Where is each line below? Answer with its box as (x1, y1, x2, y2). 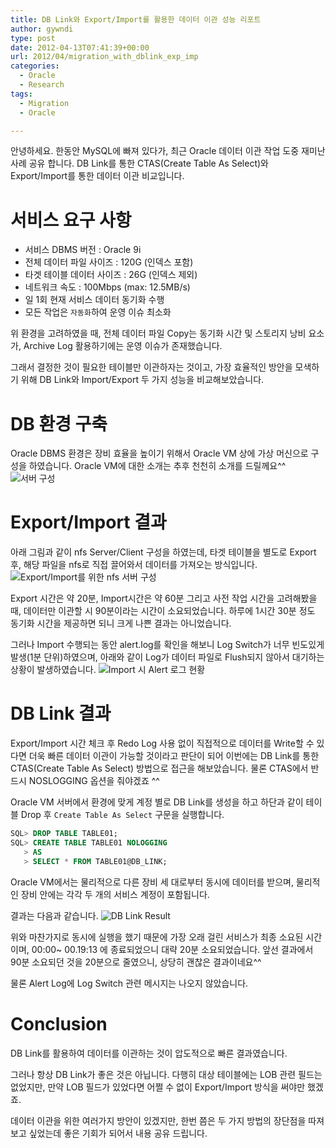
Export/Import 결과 (10, 511, 167, 534)
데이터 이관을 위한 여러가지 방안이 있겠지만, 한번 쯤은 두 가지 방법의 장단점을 (10, 1114, 307, 1126)
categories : (10, 61, 60, 71)
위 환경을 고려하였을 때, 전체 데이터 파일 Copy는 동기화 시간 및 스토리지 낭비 (10, 327, 307, 340)
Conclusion (10, 1012, 108, 1035)
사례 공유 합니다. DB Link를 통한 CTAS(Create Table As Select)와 (10, 157, 269, 170)
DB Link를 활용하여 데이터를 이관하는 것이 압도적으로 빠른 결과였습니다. (10, 1047, 288, 1059)
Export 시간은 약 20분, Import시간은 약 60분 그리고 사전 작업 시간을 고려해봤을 (10, 592, 318, 605)
